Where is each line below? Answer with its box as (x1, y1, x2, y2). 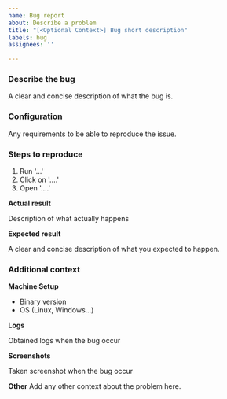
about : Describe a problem (8, 19, 97, 27)
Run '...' (19, 167, 44, 176)
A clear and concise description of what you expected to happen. (8, 245, 220, 254)
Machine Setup (8, 282, 59, 291)
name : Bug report (8, 11, 65, 20)
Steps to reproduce (8, 149, 83, 160)
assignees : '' (8, 41, 55, 49)
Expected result (8, 229, 61, 238)
